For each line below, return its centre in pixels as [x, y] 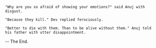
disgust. [14, 11]
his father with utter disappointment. [46, 32]
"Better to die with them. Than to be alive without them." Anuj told [78, 28]
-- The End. [17, 41]
